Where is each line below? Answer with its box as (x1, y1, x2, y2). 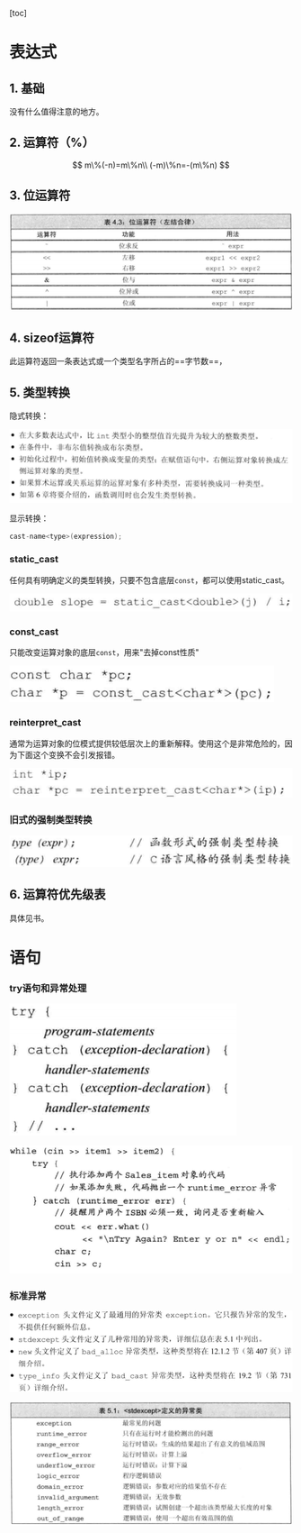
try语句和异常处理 (9, 981, 87, 994)
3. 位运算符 (9, 188, 71, 204)
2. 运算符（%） (9, 135, 94, 151)
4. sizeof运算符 (9, 330, 94, 345)
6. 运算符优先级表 (9, 887, 106, 902)
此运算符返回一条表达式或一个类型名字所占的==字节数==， (9, 356, 227, 367)
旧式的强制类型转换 (9, 814, 93, 826)
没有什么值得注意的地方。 (9, 106, 104, 116)
